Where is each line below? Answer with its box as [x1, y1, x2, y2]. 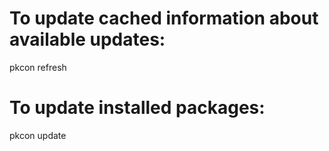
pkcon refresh [9, 61, 67, 73]
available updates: [9, 28, 166, 51]
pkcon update [9, 129, 67, 141]
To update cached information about [9, 7, 319, 30]
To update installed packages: [9, 97, 266, 119]
